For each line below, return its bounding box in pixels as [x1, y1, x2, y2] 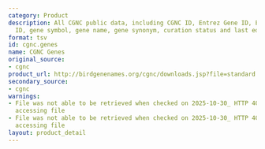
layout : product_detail [8, 129, 87, 136]
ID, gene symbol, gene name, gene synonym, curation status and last [15, 26, 248, 34]
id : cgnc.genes [8, 41, 58, 49]
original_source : [8, 56, 65, 64]
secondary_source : [8, 77, 69, 85]
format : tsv [8, 33, 47, 42]
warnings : [8, 92, 41, 100]
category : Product [8, 11, 69, 20]
